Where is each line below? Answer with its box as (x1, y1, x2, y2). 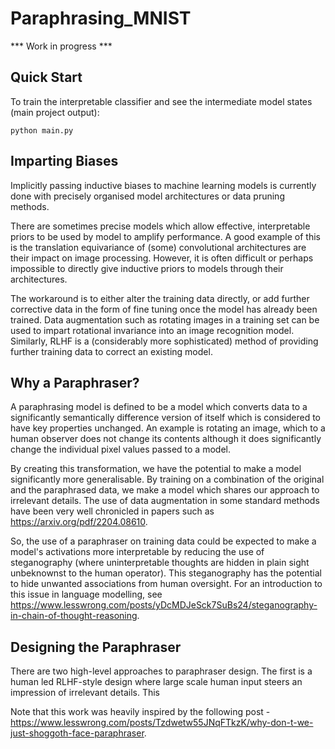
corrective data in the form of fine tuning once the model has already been (10, 303, 318, 315)
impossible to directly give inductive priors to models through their (10, 262, 284, 274)
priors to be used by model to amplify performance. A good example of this (10, 230, 321, 242)
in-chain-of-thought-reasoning (10, 610, 138, 622)
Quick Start (10, 69, 83, 86)
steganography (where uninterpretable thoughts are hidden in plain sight (10, 557, 310, 569)
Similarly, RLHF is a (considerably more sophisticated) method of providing (10, 335, 319, 347)
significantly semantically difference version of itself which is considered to (10, 412, 321, 424)
